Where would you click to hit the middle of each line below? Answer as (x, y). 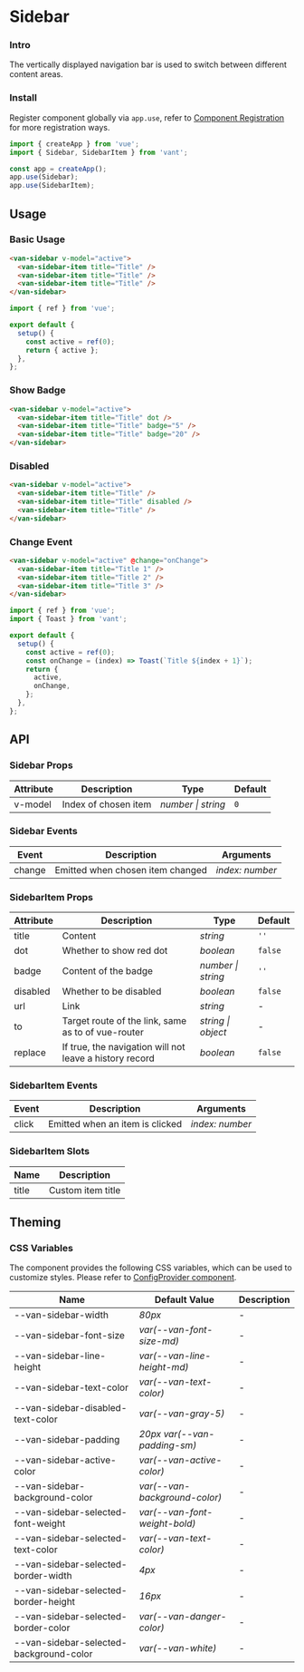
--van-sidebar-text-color (71, 1387)
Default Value (184, 1300)
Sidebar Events (44, 831)
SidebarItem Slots (50, 1152)
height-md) (164, 1367)
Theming (35, 1223)
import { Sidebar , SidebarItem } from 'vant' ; (99, 152)
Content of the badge (108, 971)
